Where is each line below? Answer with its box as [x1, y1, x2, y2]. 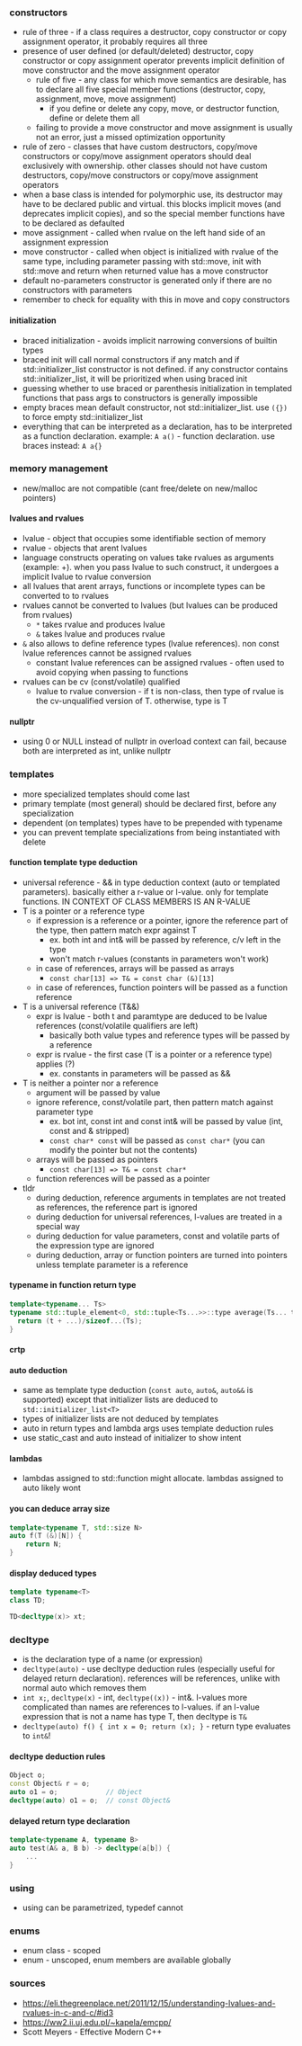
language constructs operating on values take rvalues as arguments [22, 552, 274, 563]
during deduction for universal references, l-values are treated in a [35, 1211, 283, 1222]
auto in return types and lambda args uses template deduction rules [22, 1423, 274, 1434]
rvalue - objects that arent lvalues [22, 542, 147, 553]
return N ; [25, 1540, 63, 1549]
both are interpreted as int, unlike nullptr [22, 746, 172, 756]
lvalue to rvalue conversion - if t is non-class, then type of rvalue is [35, 686, 285, 696]
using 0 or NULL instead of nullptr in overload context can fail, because [22, 736, 288, 747]
